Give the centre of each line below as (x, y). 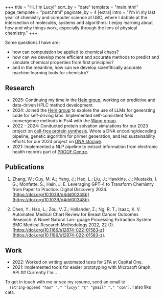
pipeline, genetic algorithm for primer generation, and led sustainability (84, 136)
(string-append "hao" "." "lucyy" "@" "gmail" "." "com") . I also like (81, 287)
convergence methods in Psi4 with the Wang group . (65, 120)
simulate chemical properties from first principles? (63, 62)
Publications (25, 167)
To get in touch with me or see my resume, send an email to (65, 282)
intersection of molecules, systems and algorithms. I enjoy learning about (79, 22)
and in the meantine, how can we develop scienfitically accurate (77, 67)
